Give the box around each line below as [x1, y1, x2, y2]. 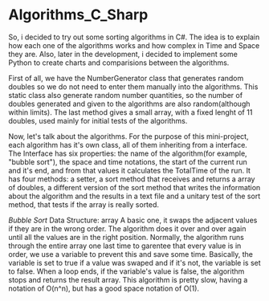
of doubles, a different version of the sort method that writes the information [8, 182, 261, 192]
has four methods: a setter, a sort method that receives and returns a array [8, 174, 255, 184]
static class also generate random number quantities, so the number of [8, 90, 243, 100]
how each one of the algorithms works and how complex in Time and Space [8, 40, 260, 50]
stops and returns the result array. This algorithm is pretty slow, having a [8, 275, 248, 284]
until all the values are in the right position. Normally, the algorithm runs [8, 232, 245, 242]
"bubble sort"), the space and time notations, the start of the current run [8, 157, 247, 166]
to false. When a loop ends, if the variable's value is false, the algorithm [8, 266, 245, 276]
